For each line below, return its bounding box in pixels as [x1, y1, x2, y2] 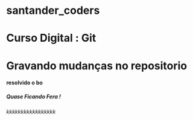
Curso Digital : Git [6, 31, 96, 45]
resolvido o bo [6, 79, 43, 86]
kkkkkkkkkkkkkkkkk [6, 108, 56, 115]
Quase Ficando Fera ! [6, 93, 62, 100]
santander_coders [6, 4, 100, 17]
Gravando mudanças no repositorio [6, 58, 188, 72]
